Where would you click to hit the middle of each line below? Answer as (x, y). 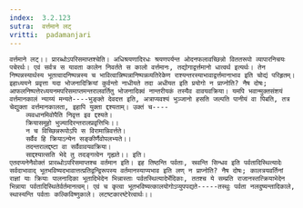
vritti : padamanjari (50, 35)
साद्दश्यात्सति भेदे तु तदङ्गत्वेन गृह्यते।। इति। (86, 155)
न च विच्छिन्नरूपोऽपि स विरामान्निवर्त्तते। (76, 131)
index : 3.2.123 (40, 18)
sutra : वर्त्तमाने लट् (40, 26)
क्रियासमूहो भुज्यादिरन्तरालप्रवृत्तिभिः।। (72, 124)
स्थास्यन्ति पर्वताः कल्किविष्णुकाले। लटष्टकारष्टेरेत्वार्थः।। (81, 195)
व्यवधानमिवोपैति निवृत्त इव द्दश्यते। (69, 115)
